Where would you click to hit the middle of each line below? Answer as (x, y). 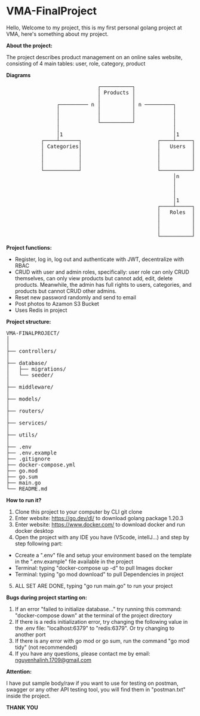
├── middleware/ (30, 387)
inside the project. (28, 696)
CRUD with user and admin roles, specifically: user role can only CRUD (102, 272)
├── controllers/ (31, 351)
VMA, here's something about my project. (57, 34)
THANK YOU (22, 707)
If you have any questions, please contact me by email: (82, 653)
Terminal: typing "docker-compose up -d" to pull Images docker (94, 568)
